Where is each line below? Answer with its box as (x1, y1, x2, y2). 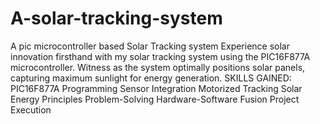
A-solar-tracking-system (10, 7, 223, 30)
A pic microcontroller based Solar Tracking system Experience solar (10, 40, 291, 52)
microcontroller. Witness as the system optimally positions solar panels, (10, 61, 306, 73)
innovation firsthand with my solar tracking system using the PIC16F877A (10, 50, 311, 62)
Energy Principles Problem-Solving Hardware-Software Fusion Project (10, 93, 300, 105)
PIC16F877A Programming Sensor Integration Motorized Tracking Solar (10, 82, 303, 94)
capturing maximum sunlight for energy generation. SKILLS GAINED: (10, 72, 292, 84)
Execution (10, 103, 52, 116)
